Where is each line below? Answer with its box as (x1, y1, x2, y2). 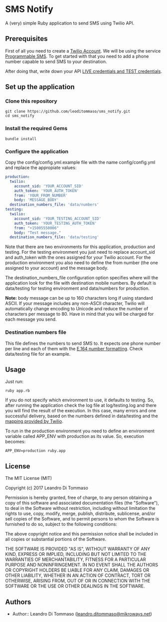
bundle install (5, 136, 37, 141)
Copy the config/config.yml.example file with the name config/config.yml (5, 159, 156, 166)
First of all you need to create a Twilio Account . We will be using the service (5, 48, 161, 54)
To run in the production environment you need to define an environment (5, 428, 155, 434)
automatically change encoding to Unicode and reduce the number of (5, 306, 149, 312)
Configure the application (5, 148, 69, 155)
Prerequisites (5, 35, 48, 43)
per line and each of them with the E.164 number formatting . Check (5, 345, 143, 351)
